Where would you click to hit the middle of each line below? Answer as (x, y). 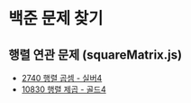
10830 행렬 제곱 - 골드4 (64, 89)
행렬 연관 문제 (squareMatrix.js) (95, 55)
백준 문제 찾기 (56, 19)
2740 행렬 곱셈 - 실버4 (62, 78)
